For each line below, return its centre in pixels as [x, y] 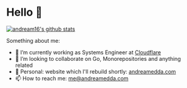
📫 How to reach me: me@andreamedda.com [72, 78]
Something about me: [33, 40]
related [24, 65]
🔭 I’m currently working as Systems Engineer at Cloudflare [88, 52]
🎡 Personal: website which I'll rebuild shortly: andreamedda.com [95, 71]
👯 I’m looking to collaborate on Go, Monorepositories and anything [98, 58]
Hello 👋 [24, 12]
